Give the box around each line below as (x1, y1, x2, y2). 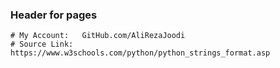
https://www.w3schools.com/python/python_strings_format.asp (10, 48, 271, 58)
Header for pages (10, 8, 98, 22)
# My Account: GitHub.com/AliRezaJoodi (10, 31, 186, 41)
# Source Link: (10, 39, 74, 50)
